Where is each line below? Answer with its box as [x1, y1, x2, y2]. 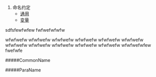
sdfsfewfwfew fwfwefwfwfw [5, 27, 65, 33]
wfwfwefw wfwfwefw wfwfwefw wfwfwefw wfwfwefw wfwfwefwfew [5, 42, 151, 48]
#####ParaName [5, 67, 41, 73]
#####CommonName [5, 57, 50, 63]
